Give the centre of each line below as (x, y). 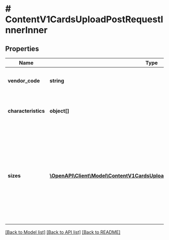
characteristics (26, 111)
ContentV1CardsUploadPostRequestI (84, 19)
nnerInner (26, 30)
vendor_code (24, 81)
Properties (22, 49)
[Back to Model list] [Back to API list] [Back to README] (63, 232)
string (57, 81)
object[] (59, 111)
